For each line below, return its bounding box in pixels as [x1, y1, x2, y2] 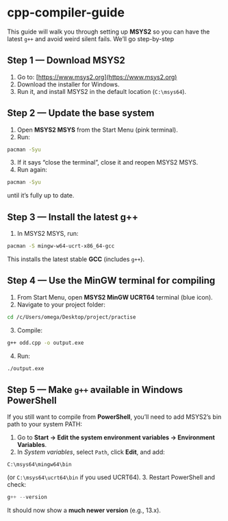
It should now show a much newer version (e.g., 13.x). [7, 506, 161, 515]
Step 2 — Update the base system [7, 108, 155, 119]
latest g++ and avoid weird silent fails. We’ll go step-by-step [7, 34, 175, 43]
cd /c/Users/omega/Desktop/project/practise [7, 313, 136, 320]
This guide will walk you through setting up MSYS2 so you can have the [7, 27, 210, 36]
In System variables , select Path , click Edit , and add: [16, 448, 166, 457]
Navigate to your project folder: [16, 300, 106, 308]
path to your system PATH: [7, 420, 82, 428]
